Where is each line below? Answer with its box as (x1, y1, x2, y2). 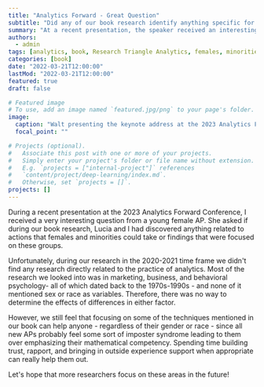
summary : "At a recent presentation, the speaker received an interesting (8, 26, 258, 34)
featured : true (8, 77, 58, 85)
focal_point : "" (15, 128, 68, 136)
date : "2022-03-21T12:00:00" (8, 63, 104, 71)
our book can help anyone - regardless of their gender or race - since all (8, 321, 243, 330)
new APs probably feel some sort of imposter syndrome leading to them (8, 329, 241, 338)
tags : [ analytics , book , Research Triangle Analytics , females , (8, 48, 223, 56)
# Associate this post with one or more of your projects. (8, 149, 213, 157)
